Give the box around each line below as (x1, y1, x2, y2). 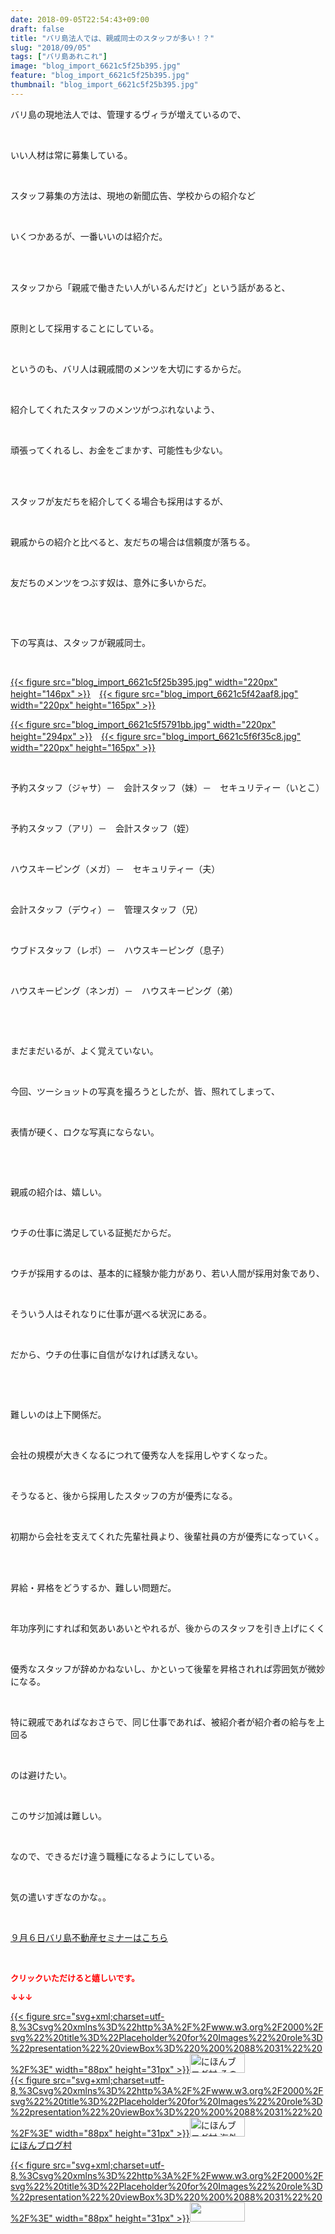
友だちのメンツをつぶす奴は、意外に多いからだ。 (10, 576, 212, 588)
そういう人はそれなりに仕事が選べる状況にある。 (10, 1307, 212, 1320)
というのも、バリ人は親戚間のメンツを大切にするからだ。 (10, 362, 247, 375)
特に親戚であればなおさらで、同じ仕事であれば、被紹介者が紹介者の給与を (10, 1716, 317, 1728)
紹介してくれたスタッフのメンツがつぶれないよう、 (10, 403, 220, 415)
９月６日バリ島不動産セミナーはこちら (10, 1931, 168, 1943)
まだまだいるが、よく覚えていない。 (10, 1044, 159, 1056)
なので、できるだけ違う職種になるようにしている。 (10, 1850, 220, 1862)
